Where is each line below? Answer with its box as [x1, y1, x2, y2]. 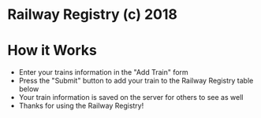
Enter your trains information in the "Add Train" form [18, 68, 188, 77]
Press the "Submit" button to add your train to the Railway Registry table [18, 76, 254, 86]
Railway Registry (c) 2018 [7, 6, 178, 24]
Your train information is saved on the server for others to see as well [18, 93, 244, 102]
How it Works [7, 42, 98, 60]
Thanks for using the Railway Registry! [18, 101, 144, 111]
